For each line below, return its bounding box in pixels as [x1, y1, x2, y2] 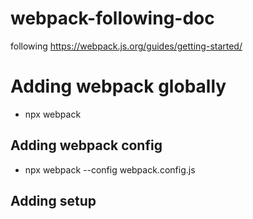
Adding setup [10, 193, 97, 210]
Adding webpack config [10, 137, 163, 154]
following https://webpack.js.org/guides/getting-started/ [10, 40, 243, 52]
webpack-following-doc [10, 7, 215, 30]
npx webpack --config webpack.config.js [24, 163, 196, 176]
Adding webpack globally [10, 75, 227, 98]
